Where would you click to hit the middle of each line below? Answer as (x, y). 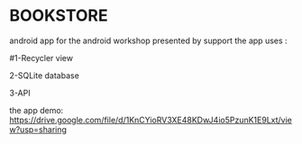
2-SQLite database (44, 75)
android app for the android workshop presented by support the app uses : (148, 40)
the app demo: (37, 110)
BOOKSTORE (59, 16)
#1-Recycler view (41, 58)
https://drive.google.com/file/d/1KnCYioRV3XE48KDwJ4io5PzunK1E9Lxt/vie (151, 120)
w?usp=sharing (38, 129)
